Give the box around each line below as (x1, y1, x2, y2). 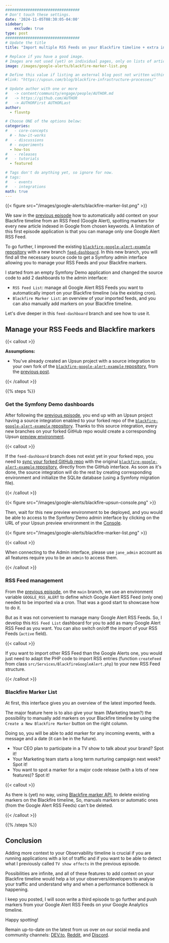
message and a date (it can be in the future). (5, 736, 98, 742)
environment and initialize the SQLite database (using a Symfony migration (5, 475, 160, 481)
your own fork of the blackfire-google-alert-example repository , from (12, 364, 158, 370)
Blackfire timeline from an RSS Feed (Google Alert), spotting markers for (5, 218, 155, 224)
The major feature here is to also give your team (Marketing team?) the (5, 710, 152, 716)
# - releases (5, 152, 37, 157)
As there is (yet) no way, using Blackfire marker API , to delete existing (5, 792, 150, 798)
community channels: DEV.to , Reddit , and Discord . (5, 931, 110, 938)
